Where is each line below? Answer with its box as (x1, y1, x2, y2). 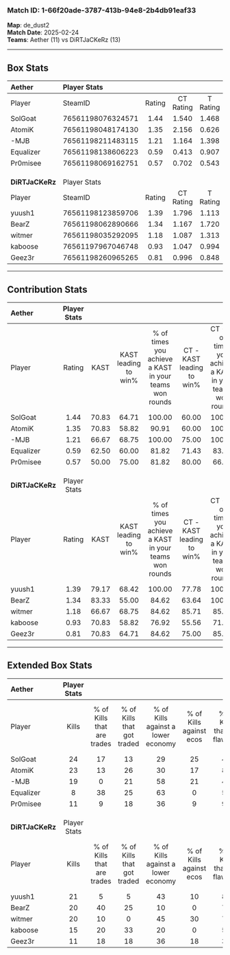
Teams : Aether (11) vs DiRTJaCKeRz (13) (7, 36, 121, 44)
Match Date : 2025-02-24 (7, 28, 79, 36)
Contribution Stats (7, 284, 88, 295)
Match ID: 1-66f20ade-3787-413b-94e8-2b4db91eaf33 (7, 5, 196, 15)
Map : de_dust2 (7, 21, 50, 30)
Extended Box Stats (7, 660, 92, 671)
